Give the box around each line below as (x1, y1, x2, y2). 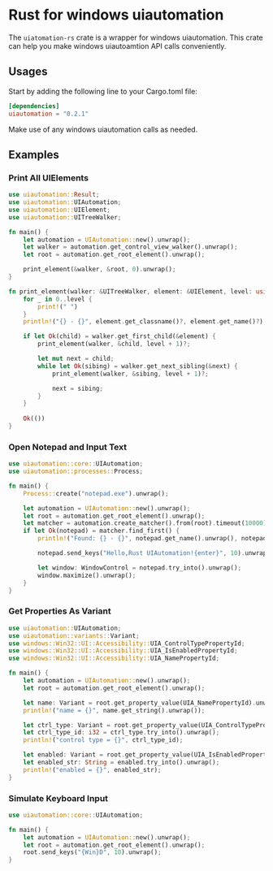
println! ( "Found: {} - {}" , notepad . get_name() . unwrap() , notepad (37, 535, 267, 543)
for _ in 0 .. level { (23, 295, 93, 303)
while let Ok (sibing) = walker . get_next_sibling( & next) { (37, 362, 238, 370)
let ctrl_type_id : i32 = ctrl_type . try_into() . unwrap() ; (23, 729, 220, 737)
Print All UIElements (8, 172, 89, 184)
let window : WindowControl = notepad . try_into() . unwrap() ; (37, 563, 242, 572)
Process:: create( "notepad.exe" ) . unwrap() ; (23, 489, 169, 497)
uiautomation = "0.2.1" (8, 110, 89, 118)
